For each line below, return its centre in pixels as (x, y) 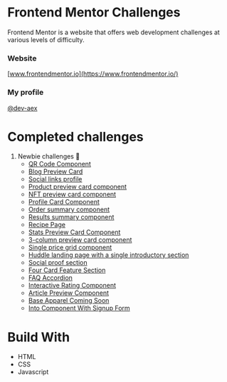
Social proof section (58, 263)
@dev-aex (22, 108)
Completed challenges (75, 137)
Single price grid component (70, 248)
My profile (26, 92)
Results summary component (71, 217)
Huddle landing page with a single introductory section (109, 255)
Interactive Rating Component (72, 286)
